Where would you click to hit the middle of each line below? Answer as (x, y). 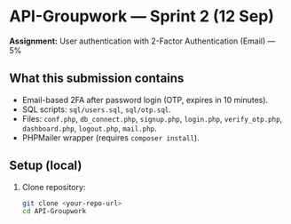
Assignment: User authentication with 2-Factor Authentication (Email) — (142, 41)
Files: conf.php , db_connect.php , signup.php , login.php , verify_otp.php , (152, 118)
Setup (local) (46, 166)
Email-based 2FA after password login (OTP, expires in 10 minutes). (145, 100)
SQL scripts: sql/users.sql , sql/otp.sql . (96, 109)
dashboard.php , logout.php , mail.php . (89, 128)
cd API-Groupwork (54, 212)
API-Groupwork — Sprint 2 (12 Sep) (142, 16)
